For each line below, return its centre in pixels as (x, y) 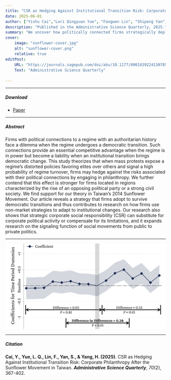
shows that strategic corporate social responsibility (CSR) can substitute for (85, 216)
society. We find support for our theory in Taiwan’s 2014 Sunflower (75, 194)
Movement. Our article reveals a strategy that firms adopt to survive (76, 199)
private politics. (21, 232)
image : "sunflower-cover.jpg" (47, 43)
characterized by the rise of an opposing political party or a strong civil (80, 188)
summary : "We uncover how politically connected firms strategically (81, 32)
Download (17, 97)
